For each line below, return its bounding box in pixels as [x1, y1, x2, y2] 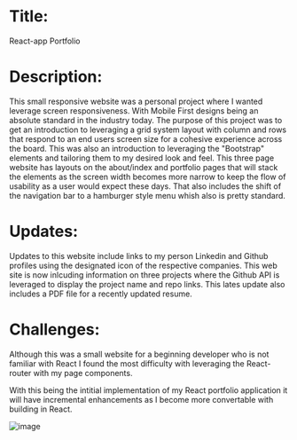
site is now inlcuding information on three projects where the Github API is [9, 269, 280, 280]
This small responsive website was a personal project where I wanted [9, 96, 263, 106]
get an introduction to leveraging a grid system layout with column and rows [9, 124, 286, 135]
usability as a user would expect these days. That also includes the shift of [9, 180, 282, 192]
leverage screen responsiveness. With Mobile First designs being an [9, 105, 259, 116]
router [9, 367, 32, 378]
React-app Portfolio [9, 35, 81, 46]
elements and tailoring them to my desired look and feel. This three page [9, 153, 275, 163]
